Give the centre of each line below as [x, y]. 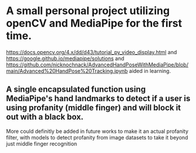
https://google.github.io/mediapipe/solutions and [65, 58]
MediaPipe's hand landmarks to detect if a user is [98, 99]
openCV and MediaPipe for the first [94, 23]
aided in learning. [150, 71]
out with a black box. [45, 117]
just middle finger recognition [42, 144]
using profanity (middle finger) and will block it [94, 108]
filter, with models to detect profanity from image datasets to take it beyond [97, 137]
